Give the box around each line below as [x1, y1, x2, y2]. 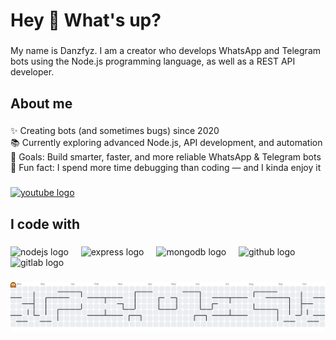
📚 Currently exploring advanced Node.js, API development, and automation [10, 137, 323, 149]
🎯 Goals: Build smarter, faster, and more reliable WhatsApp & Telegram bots [10, 151, 322, 163]
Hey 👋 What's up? [10, 9, 162, 32]
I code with [10, 215, 81, 233]
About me [10, 95, 73, 112]
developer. [10, 66, 55, 78]
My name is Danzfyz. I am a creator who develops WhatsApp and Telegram [10, 45, 322, 57]
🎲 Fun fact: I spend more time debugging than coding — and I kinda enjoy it [10, 162, 322, 174]
